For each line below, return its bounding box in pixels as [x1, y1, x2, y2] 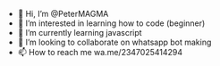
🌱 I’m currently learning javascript [17, 28, 142, 37]
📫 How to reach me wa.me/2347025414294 [17, 47, 183, 57]
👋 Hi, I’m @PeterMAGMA [17, 9, 109, 19]
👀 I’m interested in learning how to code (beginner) [17, 18, 206, 29]
